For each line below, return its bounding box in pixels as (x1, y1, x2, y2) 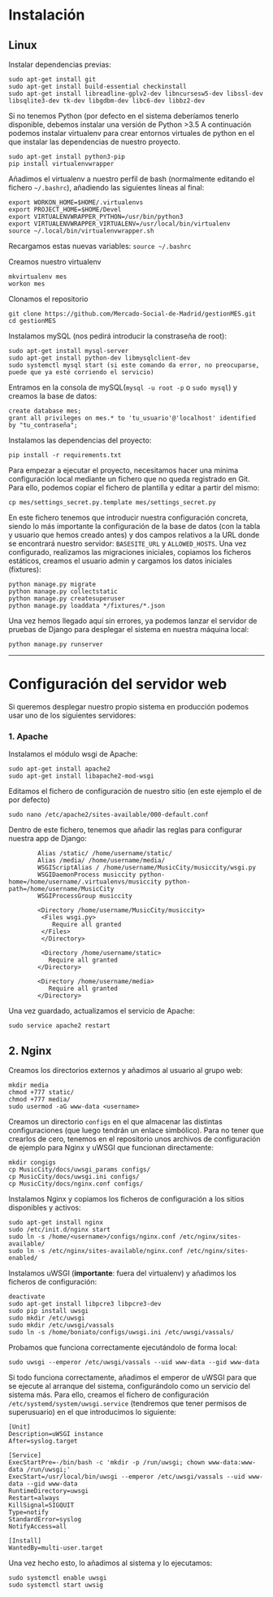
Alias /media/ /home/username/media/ (37, 857, 165, 865)
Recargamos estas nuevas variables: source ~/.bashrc (8, 242, 192, 251)
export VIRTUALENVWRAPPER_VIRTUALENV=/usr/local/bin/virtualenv (8, 220, 231, 228)
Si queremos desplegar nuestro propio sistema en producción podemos (8, 701, 249, 711)
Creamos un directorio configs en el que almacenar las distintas (8, 1117, 223, 1127)
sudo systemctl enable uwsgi (8, 1574, 107, 1582)
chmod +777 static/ (8, 1089, 75, 1097)
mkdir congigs (8, 1158, 57, 1167)
